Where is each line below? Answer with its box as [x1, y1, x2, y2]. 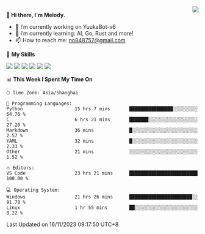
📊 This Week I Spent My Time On [6, 76, 93, 83]
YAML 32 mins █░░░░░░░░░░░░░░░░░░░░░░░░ [6, 138, 198, 144]
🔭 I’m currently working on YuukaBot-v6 [15, 23, 116, 30]
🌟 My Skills [6, 51, 35, 58]
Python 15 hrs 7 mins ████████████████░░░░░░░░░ [6, 106, 198, 112]
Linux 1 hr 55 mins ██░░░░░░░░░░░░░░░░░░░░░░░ [6, 205, 198, 211]
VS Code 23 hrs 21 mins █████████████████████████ [6, 170, 198, 176]
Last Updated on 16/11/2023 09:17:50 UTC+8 [6, 221, 119, 228]
